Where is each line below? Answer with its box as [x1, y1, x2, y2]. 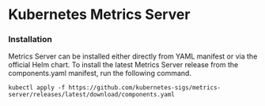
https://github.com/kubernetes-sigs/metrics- [68, 84, 221, 92]
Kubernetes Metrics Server [8, 6, 191, 24]
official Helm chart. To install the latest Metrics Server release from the [8, 60, 239, 70]
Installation [8, 34, 53, 45]
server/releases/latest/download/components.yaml [8, 91, 176, 99]
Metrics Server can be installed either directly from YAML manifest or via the [8, 51, 258, 61]
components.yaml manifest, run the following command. [8, 69, 192, 78]
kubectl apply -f [8, 84, 66, 92]
